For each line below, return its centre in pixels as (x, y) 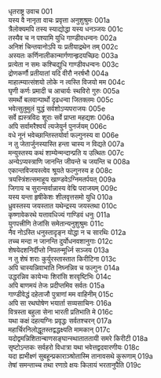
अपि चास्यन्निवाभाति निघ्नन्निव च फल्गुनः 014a (64, 268)
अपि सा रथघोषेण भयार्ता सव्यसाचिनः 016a (60, 303)
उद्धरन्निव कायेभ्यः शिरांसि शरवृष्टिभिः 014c (60, 277)
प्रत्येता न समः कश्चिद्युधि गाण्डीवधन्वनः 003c (64, 64)
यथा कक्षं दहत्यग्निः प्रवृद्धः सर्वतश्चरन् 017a (60, 321)
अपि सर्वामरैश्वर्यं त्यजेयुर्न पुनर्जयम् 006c (58, 126)
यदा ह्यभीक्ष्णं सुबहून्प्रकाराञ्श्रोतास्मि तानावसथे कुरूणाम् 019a (80, 356)
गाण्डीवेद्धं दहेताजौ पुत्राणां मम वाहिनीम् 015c (61, 294)
